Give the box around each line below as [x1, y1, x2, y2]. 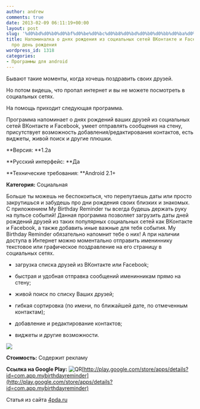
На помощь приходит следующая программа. [6, 104, 124, 111]
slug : [6, 31, 20, 37]
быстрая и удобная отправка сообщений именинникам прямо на [14, 272, 181, 280]
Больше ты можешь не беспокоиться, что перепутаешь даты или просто [6, 192, 192, 199]
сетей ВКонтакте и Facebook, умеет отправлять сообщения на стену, [6, 122, 183, 129]
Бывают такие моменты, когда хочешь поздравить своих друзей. [6, 75, 173, 82]
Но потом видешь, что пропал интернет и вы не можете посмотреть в [6, 86, 186, 93]
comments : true [6, 14, 44, 20]
